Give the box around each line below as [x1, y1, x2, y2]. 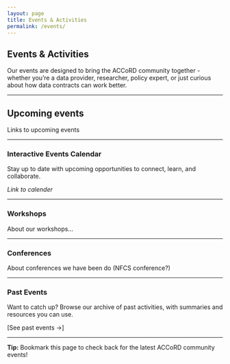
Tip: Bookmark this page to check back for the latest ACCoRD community [7, 343, 216, 352]
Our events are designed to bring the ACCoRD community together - [7, 67, 201, 75]
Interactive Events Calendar [7, 149, 102, 159]
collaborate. [7, 172, 41, 181]
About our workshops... [7, 225, 74, 233]
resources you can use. [7, 310, 74, 319]
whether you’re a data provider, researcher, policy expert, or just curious [7, 73, 212, 82]
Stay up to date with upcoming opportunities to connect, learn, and [7, 165, 196, 173]
